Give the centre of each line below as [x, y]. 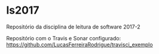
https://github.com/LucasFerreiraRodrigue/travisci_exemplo [80, 45]
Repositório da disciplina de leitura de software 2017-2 [73, 27]
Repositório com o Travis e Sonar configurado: [64, 38]
